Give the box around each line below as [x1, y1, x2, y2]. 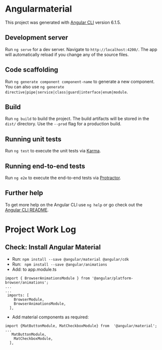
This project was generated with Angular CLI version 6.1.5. [5, 19, 121, 25]
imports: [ [7, 293, 29, 298]
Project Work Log [5, 224, 76, 235]
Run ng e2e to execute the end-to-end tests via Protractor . [5, 175, 121, 181]
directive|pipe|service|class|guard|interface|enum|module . [5, 89, 128, 95]
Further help [5, 189, 44, 197]
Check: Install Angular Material [5, 243, 101, 251]
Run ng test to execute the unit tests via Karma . [5, 148, 101, 154]
